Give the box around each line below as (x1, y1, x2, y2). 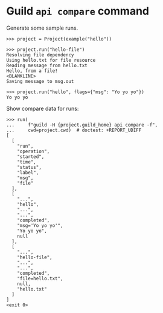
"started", (17, 153, 45, 160)
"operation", (17, 148, 50, 154)
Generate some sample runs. (6, 24, 78, 31)
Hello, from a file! (6, 68, 59, 74)
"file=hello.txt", (17, 275, 63, 282)
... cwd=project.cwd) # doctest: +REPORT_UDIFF (6, 127, 142, 133)
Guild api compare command (6, 4, 150, 18)
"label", (17, 170, 39, 176)
